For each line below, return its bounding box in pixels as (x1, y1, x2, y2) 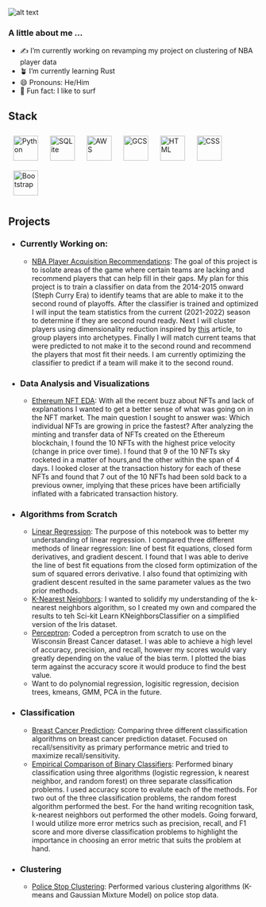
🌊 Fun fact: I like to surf (19, 86, 96, 95)
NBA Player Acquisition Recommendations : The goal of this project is (31, 256, 258, 266)
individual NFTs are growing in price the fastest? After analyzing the (31, 422, 254, 431)
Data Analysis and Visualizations (19, 378, 150, 389)
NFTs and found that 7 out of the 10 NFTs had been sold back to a (31, 472, 248, 481)
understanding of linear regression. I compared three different (31, 535, 235, 545)
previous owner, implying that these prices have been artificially (31, 481, 241, 490)
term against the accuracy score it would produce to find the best (31, 662, 246, 671)
